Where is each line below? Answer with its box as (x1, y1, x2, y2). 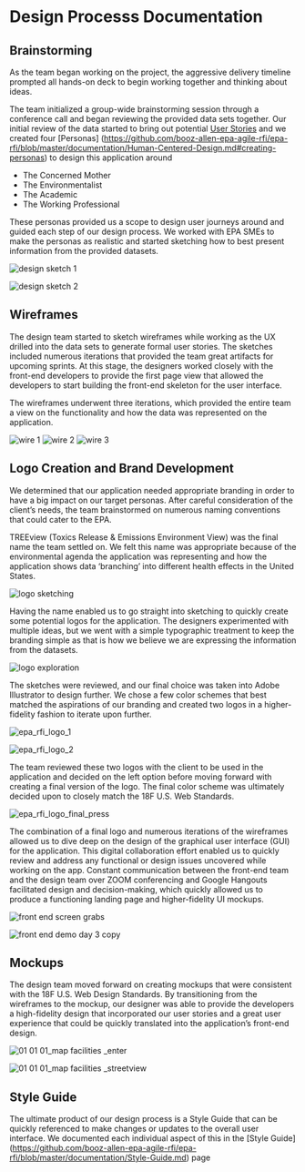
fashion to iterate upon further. (36, 708, 152, 719)
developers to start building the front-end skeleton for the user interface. (9, 380, 282, 391)
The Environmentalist (22, 179, 103, 190)
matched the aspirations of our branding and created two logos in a (9, 698, 262, 709)
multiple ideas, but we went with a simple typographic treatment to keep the (9, 625, 295, 636)
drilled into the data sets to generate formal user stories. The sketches (9, 341, 273, 352)
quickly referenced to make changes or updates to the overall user (9, 1123, 259, 1135)
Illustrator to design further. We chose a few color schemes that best (9, 689, 267, 700)
